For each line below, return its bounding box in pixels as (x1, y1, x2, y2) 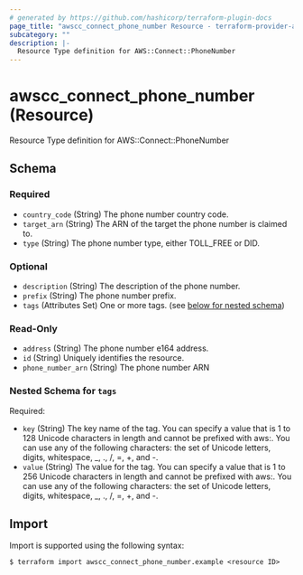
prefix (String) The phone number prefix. (22, 290, 177, 301)
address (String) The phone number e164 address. (22, 343, 209, 353)
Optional (9, 259, 48, 272)
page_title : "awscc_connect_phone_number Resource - (9, 22, 212, 31)
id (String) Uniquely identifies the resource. (22, 353, 185, 363)
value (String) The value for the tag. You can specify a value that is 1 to (22, 461, 286, 472)
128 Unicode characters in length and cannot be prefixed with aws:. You (22, 432, 290, 443)
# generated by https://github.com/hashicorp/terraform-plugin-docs (9, 13, 272, 23)
